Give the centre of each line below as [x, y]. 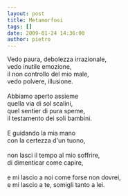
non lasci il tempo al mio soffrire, [54, 155]
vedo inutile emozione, [39, 67]
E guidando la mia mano [42, 133]
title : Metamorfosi [35, 20]
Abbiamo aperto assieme [43, 96]
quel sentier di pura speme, [46, 111]
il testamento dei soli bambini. [49, 118]
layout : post [26, 14]
